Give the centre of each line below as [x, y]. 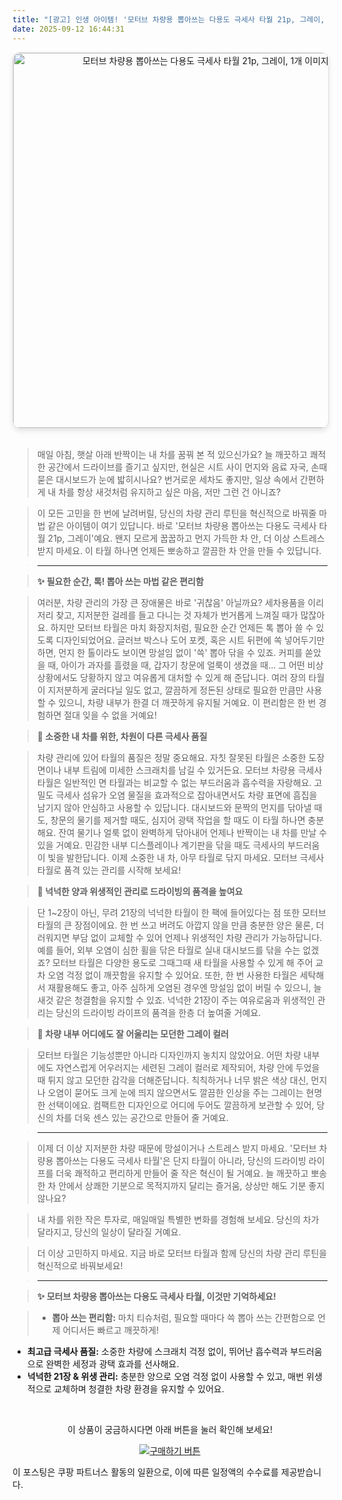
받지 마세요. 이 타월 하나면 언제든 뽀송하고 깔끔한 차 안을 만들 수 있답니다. [179, 550]
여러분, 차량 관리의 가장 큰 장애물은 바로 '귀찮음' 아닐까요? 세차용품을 [171, 602]
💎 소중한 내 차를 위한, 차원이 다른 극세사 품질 [122, 736]
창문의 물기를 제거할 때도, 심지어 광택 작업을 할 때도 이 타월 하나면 [178, 820]
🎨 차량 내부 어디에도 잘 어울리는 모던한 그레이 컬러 [132, 1033]
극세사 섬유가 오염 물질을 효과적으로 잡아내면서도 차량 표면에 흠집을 [186, 795]
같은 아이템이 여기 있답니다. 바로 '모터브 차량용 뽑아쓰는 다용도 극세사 [182, 525]
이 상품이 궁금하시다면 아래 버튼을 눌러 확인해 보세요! [170, 1429]
